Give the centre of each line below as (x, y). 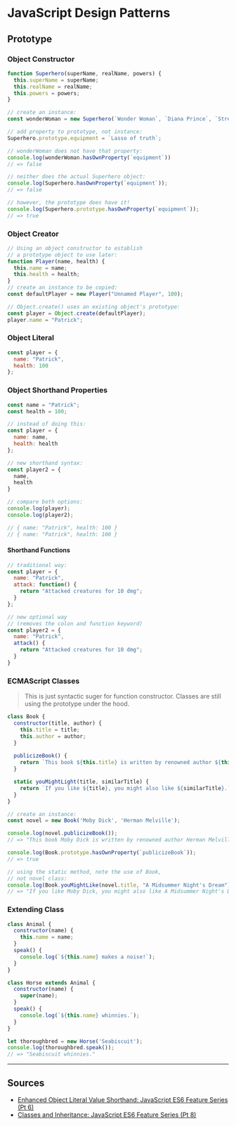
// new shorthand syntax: (45, 463)
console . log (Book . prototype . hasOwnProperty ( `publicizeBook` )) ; (102, 853)
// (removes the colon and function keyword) (75, 624)
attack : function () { (45, 585)
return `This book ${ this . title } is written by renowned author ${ (120, 763)
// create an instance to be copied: (63, 288)
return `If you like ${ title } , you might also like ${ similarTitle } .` (125, 788)
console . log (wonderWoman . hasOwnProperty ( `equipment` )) (89, 157)
